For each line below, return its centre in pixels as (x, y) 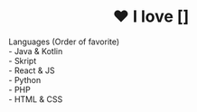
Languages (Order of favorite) (64, 42)
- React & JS (32, 70)
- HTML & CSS (36, 99)
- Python (25, 79)
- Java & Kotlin (36, 51)
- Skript (23, 61)
